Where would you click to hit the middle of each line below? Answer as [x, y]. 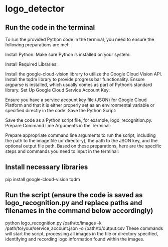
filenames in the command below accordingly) [79, 211]
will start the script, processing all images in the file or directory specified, [82, 233]
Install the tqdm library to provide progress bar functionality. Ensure [75, 79]
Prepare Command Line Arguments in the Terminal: [58, 126]
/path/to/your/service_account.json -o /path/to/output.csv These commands [84, 228]
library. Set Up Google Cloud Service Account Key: [58, 90]
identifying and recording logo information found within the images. [75, 239]
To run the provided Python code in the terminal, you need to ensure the [80, 39]
